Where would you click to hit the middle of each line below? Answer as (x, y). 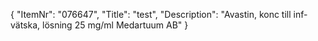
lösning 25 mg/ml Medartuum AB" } (115, 25)
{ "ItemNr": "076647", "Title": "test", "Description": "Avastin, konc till (151, 14)
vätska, (25, 25)
